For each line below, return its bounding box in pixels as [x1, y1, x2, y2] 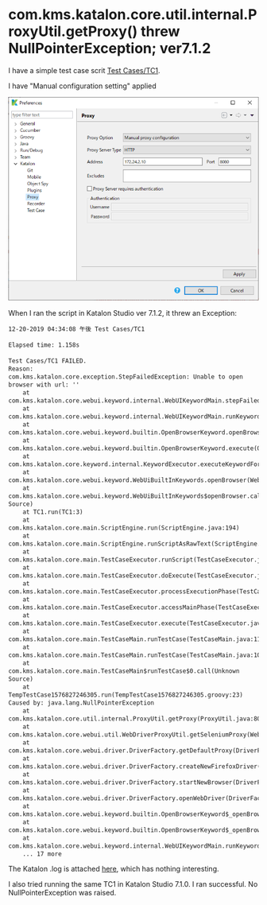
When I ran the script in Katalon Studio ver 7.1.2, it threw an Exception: [8, 308, 237, 317]
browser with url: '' [8, 380, 80, 389]
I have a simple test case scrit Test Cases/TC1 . [8, 65, 161, 75]
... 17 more [22, 849, 62, 858]
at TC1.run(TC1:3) [22, 507, 83, 516]
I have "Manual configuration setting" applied [8, 81, 157, 91]
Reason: [8, 364, 34, 373]
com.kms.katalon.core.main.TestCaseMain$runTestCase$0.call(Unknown [8, 666, 240, 675]
